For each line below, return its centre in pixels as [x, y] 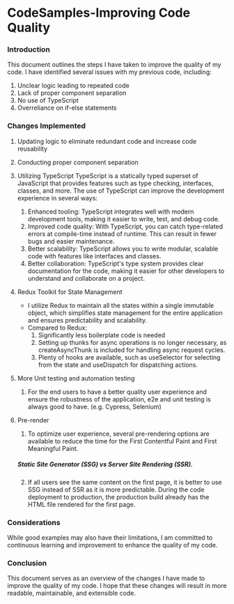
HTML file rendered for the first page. [81, 504]
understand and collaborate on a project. [86, 278]
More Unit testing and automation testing [76, 378]
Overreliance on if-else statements [67, 108]
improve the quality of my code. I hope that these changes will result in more [117, 586]
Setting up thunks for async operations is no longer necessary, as [132, 342]
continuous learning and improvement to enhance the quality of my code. [112, 545]
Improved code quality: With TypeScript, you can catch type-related [125, 226]
